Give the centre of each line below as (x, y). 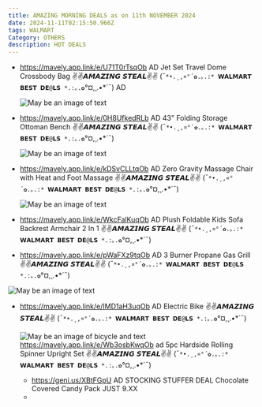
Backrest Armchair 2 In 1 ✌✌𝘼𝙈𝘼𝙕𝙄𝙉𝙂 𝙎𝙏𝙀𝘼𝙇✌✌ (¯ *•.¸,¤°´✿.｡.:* (131, 229)
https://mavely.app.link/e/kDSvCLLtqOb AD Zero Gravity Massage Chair (137, 169)
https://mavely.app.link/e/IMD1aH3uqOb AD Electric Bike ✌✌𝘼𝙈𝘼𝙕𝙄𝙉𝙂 (137, 306)
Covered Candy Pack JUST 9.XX (84, 389)
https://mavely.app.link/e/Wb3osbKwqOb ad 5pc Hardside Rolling (126, 345)
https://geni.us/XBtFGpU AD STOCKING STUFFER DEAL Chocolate (140, 380)
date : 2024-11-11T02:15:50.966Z (61, 23)
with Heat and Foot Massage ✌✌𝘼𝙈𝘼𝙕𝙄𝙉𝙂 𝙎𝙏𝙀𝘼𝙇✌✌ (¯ (114, 177)
